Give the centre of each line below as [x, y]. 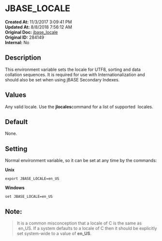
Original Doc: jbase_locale [31, 32]
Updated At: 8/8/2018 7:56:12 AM [39, 27]
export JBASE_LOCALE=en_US [32, 179]
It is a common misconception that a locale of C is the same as [79, 223]
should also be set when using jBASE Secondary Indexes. [62, 80]
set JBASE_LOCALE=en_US [29, 197]
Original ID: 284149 [25, 37]
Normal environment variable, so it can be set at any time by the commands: [81, 161]
